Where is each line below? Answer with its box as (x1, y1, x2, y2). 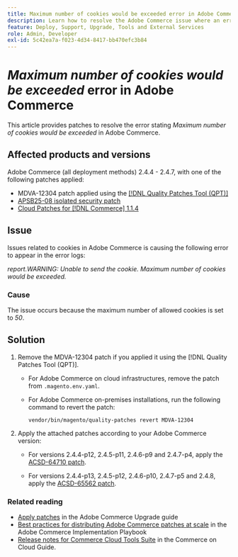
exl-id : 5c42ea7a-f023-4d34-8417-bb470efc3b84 (7, 37, 147, 44)
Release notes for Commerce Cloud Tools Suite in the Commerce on (17, 536, 217, 544)
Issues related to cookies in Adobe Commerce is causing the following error (7, 243, 229, 252)
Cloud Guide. (17, 543, 57, 551)
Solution (7, 334, 45, 346)
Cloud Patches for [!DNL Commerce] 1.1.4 (17, 203, 140, 213)
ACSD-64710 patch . (28, 458, 86, 466)
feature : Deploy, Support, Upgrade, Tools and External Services (7, 23, 204, 30)
